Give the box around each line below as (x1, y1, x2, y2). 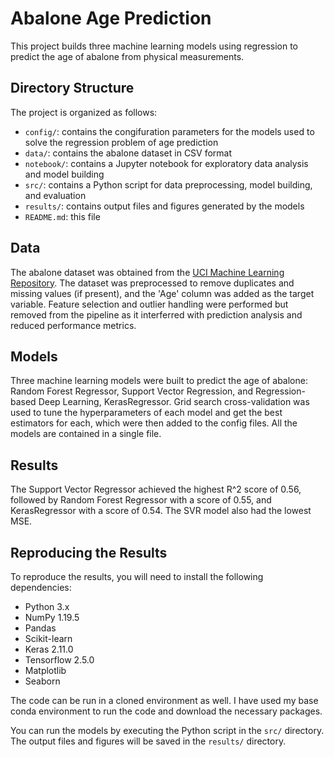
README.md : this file (24, 210, 101, 222)
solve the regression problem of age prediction (24, 136, 219, 148)
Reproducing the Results (10, 544, 168, 561)
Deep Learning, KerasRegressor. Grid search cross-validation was (38, 396, 310, 408)
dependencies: (10, 582, 72, 593)
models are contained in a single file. (10, 428, 162, 440)
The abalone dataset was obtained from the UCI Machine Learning (10, 266, 285, 278)
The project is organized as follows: (10, 106, 158, 118)
